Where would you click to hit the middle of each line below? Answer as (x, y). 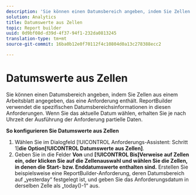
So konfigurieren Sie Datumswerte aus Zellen (62, 131)
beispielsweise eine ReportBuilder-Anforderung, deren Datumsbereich (99, 173)
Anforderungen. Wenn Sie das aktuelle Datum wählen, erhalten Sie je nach (96, 113)
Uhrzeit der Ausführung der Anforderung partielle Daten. (75, 119)
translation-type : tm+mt (36, 39)
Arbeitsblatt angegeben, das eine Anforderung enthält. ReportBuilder (89, 101)
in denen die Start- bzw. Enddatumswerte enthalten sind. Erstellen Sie (102, 167)
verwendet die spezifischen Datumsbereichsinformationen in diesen (89, 107)
